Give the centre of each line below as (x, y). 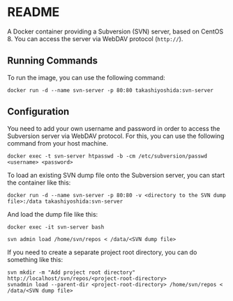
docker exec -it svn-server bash (56, 227)
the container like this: (39, 183)
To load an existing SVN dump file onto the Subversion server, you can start (116, 175)
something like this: (35, 259)
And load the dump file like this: (53, 214)
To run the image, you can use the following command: (86, 77)
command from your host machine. (58, 143)
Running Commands (53, 61)
